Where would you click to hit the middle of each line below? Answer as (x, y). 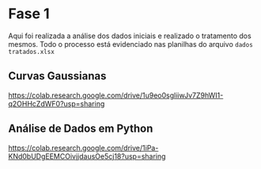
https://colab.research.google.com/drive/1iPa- (83, 148)
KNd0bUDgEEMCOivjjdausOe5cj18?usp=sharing (87, 156)
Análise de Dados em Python (81, 129)
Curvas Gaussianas (57, 76)
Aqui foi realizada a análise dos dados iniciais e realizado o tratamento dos (130, 36)
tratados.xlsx (32, 52)
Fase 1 (29, 14)
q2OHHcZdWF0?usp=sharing (57, 103)
